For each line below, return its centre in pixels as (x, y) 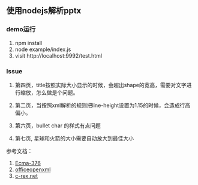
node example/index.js (43, 49)
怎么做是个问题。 (57, 92)
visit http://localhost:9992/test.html (58, 55)
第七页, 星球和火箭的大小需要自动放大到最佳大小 (74, 138)
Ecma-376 (28, 163)
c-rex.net (26, 175)
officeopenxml (33, 169)
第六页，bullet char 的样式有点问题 (58, 126)
